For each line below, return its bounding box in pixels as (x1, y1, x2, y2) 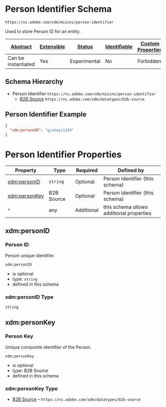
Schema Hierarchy (5, 77, 64, 86)
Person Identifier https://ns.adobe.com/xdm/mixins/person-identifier (12, 90, 156, 97)
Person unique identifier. (5, 253, 55, 259)
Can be (7, 54, 25, 61)
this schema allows (103, 204, 148, 211)
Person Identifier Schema (5, 3, 112, 15)
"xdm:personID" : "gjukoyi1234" (9, 128, 74, 133)
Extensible (39, 43, 65, 50)
